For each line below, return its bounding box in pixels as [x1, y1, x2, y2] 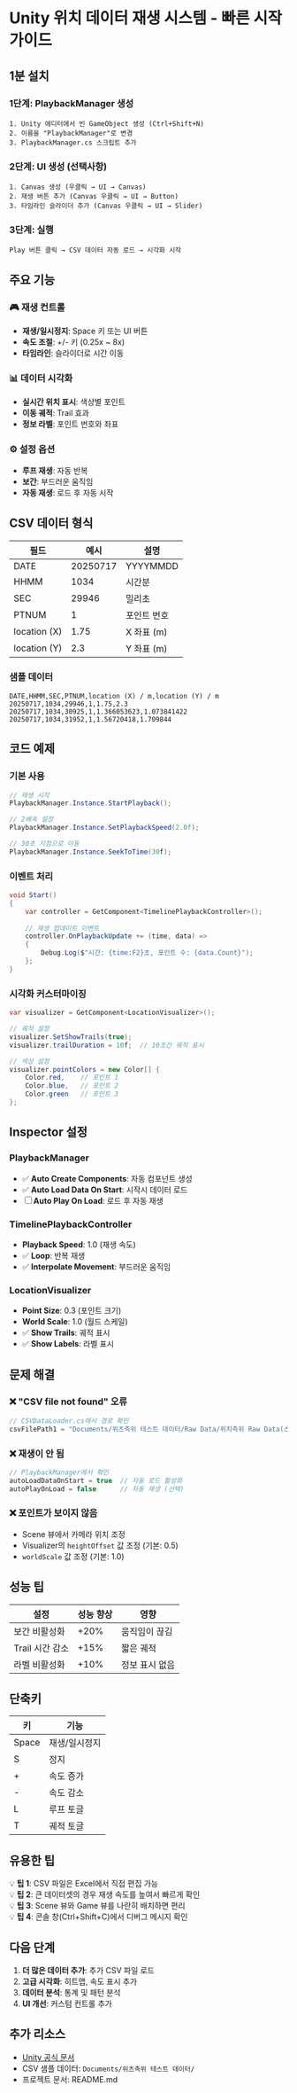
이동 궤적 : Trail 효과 [21, 408, 90, 418]
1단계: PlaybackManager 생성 [9, 97, 134, 109]
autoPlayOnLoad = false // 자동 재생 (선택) [9, 1484, 185, 1494]
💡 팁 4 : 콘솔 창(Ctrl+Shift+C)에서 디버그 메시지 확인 [9, 1911, 188, 1922]
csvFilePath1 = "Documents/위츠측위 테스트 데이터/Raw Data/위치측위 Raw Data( [9, 1425, 285, 1433]
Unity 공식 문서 [21, 2051, 75, 2062]
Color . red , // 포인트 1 [25, 1074, 119, 1082]
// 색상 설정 [9, 1057, 50, 1066]
